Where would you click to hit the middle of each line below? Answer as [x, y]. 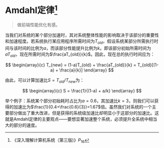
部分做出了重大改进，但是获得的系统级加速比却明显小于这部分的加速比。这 [84, 113]
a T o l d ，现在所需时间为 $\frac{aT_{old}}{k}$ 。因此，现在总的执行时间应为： [80, 55]
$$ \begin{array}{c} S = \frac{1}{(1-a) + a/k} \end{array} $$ [82, 91]
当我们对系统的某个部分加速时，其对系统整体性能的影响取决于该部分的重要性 [82, 35]
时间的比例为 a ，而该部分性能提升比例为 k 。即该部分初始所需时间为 [84, 48]
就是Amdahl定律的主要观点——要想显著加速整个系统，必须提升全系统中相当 [81, 119]
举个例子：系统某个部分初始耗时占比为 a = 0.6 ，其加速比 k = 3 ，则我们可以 [80, 101]
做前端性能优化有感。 [38, 25]
